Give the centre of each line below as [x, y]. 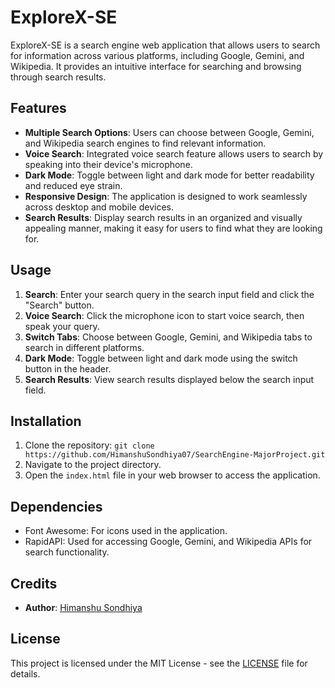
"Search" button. [59, 305]
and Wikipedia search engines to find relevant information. [145, 143]
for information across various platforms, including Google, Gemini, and [157, 55]
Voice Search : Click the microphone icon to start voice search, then [164, 315]
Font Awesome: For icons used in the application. [126, 531]
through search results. [58, 77]
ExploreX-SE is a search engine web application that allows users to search [165, 45]
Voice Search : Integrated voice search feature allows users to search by [174, 153]
